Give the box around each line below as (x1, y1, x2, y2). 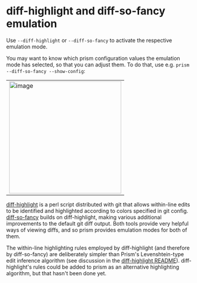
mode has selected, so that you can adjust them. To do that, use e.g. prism (6, 61, 190, 68)
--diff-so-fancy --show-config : (6, 67, 85, 74)
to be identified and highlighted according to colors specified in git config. (6, 207, 189, 214)
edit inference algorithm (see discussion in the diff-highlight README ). (6, 257, 180, 264)
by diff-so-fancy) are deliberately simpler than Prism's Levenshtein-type (6, 250, 184, 258)
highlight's (6, 263, 32, 270)
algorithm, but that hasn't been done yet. (6, 269, 107, 276)
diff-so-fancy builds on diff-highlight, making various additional (6, 214, 162, 221)
